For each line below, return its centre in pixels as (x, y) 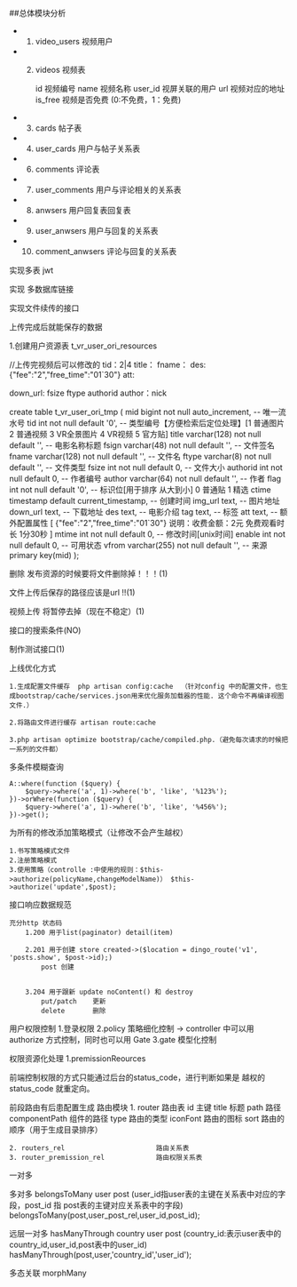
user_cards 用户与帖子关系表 (88, 148)
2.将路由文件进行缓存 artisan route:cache (83, 723)
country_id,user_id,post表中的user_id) (78, 1244)
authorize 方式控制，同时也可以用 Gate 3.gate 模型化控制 (113, 1039)
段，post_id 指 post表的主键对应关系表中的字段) (96, 1205)
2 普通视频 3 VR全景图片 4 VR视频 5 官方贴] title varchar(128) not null (135, 434)
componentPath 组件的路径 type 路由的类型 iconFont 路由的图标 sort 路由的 (147, 1119)
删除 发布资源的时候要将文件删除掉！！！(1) (89, 573)
